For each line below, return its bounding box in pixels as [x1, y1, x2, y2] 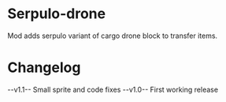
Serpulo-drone [7, 5, 106, 23]
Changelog [7, 59, 81, 77]
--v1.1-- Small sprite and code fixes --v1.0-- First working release [7, 85, 218, 94]
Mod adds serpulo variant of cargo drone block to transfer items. [7, 31, 218, 40]
